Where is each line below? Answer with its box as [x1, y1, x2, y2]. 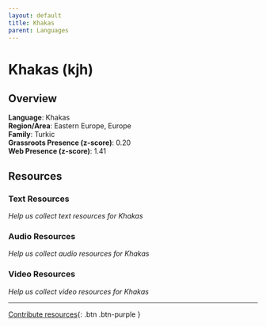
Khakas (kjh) [8, 60, 93, 78]
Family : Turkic [8, 130, 55, 139]
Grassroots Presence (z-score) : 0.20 [8, 138, 131, 147]
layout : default [8, 11, 62, 20]
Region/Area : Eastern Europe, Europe [8, 121, 132, 131]
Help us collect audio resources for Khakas [8, 249, 150, 258]
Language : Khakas [8, 112, 70, 123]
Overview [8, 92, 58, 105]
